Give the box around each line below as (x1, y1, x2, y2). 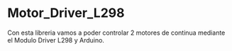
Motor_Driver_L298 (7, 5, 125, 21)
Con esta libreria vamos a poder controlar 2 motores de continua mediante (7, 28, 226, 37)
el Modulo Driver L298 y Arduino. (7, 35, 105, 44)
